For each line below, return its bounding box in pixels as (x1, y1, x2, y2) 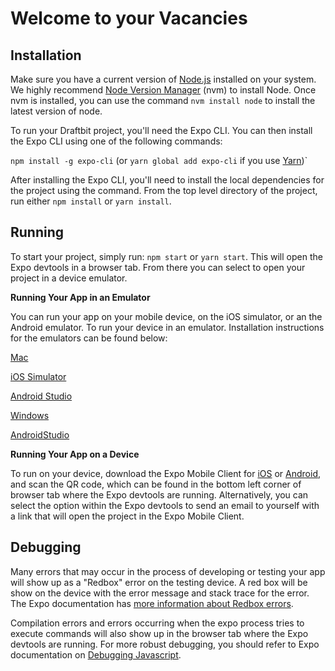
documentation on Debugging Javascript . (10, 648, 182, 661)
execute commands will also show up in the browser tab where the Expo (10, 627, 309, 639)
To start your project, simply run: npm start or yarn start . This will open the (10, 250, 323, 262)
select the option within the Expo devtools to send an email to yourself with (10, 499, 320, 511)
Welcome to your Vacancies (10, 7, 248, 30)
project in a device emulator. (10, 272, 128, 284)
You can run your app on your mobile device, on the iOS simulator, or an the (10, 310, 323, 322)
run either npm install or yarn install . (10, 195, 172, 207)
